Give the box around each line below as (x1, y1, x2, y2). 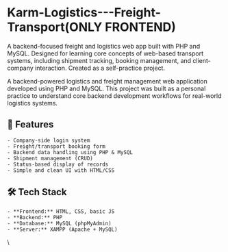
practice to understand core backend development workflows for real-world (7, 91, 222, 100)
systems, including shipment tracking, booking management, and (7, 56, 192, 64)
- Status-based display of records (7, 161, 109, 168)
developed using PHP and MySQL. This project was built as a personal (7, 84, 206, 92)
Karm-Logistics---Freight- (7, 5, 161, 21)
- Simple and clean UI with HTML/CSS (7, 166, 115, 174)
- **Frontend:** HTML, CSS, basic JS (7, 207, 115, 215)
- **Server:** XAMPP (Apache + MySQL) (7, 226, 118, 233)
